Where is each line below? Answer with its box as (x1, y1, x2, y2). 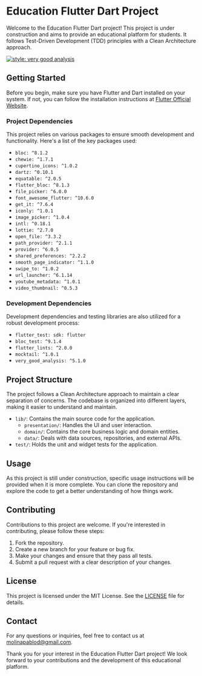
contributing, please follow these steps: (6, 527, 105, 534)
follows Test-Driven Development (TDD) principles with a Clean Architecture (6, 37, 197, 44)
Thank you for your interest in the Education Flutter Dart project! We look (6, 650, 187, 658)
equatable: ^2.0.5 (15, 176, 62, 182)
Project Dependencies (6, 117, 73, 125)
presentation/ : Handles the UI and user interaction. (24, 422, 152, 429)
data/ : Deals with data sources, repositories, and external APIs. (24, 434, 182, 442)
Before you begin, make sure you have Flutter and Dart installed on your (6, 89, 186, 96)
